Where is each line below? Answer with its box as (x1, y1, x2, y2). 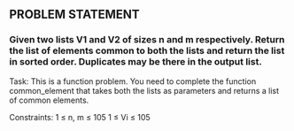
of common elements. (9, 95, 89, 105)
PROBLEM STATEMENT (9, 7, 140, 22)
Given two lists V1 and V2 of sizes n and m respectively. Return (9, 34, 285, 46)
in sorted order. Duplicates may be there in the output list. (9, 56, 263, 68)
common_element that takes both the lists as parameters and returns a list (9, 85, 280, 96)
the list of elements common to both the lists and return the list (9, 44, 285, 57)
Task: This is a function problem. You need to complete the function (9, 75, 257, 87)
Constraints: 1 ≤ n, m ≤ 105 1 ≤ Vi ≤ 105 (9, 112, 151, 122)
